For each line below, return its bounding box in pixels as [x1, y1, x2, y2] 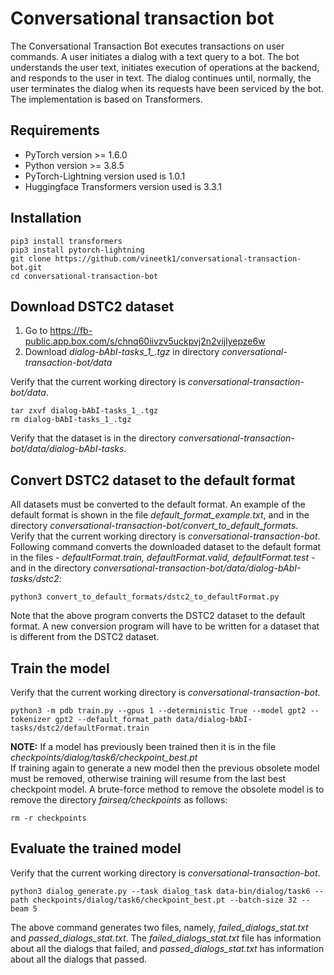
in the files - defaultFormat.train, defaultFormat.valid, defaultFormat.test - [10, 552, 316, 564]
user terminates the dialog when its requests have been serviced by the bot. [10, 82, 324, 94]
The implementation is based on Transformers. [10, 93, 203, 105]
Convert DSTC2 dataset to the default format [10, 472, 296, 489]
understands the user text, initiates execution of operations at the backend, [10, 61, 320, 73]
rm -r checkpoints [10, 813, 87, 823]
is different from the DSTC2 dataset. [10, 631, 160, 643]
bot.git [10, 262, 43, 272]
